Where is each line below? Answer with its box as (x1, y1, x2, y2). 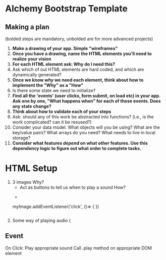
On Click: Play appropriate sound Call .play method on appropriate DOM (5, 245, 152, 251)
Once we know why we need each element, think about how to (12, 77, 144, 83)
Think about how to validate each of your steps (12, 108, 111, 114)
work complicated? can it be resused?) (12, 119, 92, 125)
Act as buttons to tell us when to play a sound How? (19, 184, 126, 190)
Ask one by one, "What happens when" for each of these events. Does (12, 98, 161, 104)
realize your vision (12, 56, 52, 62)
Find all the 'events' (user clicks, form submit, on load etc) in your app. (12, 93, 161, 99)
